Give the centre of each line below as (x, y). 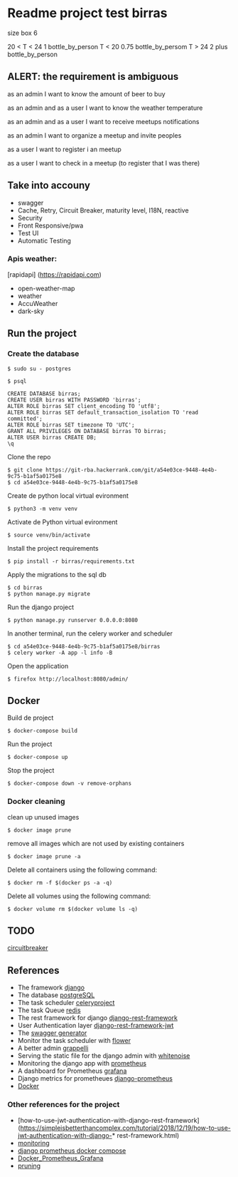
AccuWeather (38, 303)
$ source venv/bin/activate (49, 535)
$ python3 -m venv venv (43, 509)
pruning (29, 1166)
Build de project (31, 718)
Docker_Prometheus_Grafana (60, 1158)
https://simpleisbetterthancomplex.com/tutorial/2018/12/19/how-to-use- (125, 1128)
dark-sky (31, 311)
